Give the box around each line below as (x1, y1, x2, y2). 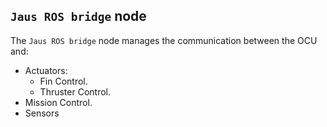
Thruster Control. (39, 85, 111, 98)
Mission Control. (24, 96, 93, 108)
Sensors (24, 107, 60, 119)
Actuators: (24, 64, 68, 76)
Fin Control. (39, 75, 88, 87)
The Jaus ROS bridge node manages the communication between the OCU (10, 34, 318, 46)
